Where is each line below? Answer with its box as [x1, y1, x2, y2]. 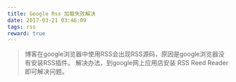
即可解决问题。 [24, 67, 68, 76]
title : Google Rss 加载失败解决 [7, 10, 97, 18]
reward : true [7, 29, 46, 37]
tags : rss [7, 23, 37, 30]
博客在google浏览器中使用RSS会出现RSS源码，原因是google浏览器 [24, 50, 218, 58]
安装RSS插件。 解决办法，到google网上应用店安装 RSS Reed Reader [30, 59, 229, 67]
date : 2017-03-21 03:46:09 [7, 17, 87, 24]
